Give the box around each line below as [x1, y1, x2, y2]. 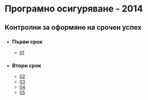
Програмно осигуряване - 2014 [4, 3, 143, 15]
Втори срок [11, 62, 41, 69]
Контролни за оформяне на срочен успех [4, 23, 142, 32]
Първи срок [11, 38, 43, 45]
